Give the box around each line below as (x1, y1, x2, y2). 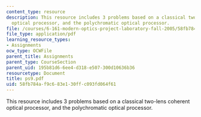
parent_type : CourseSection (6, 59, 77, 65)
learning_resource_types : (6, 37, 71, 43)
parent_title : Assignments (6, 53, 74, 59)
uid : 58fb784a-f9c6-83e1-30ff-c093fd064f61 (6, 82, 117, 88)
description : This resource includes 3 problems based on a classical (6, 14, 186, 20)
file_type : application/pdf (6, 31, 77, 37)
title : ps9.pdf (6, 76, 44, 82)
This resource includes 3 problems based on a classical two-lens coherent (6, 98, 190, 105)
